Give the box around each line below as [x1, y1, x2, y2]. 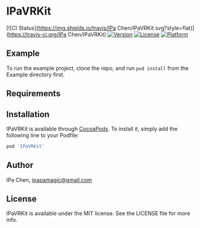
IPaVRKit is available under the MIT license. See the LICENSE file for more [6, 210, 191, 217]
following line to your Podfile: [6, 132, 79, 139]
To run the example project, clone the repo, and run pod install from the [6, 64, 189, 72]
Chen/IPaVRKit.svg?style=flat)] [117, 24, 195, 32]
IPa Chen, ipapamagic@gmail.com [6, 176, 92, 183]
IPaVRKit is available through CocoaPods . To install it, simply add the [6, 125, 178, 132]
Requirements [6, 89, 61, 99]
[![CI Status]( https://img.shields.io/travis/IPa [6, 24, 116, 32]
